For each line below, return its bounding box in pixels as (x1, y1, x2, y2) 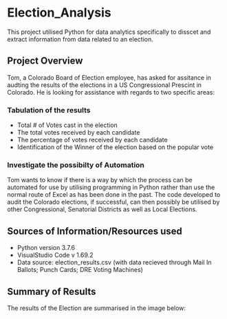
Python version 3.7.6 (17, 244, 76, 252)
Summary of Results (7, 285, 96, 298)
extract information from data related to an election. (7, 35, 153, 43)
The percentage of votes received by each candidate (17, 136, 168, 144)
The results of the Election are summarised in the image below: (7, 304, 186, 312)
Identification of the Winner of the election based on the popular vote (17, 143, 214, 151)
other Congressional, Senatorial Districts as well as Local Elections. (7, 205, 197, 213)
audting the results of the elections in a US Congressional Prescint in (7, 81, 202, 89)
